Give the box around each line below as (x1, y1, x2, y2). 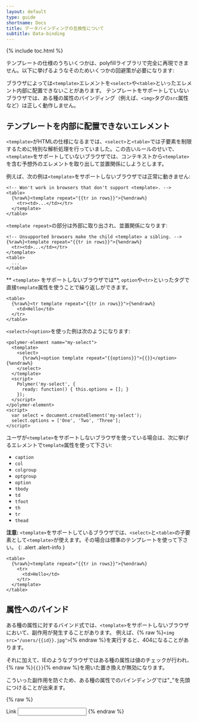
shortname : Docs (6, 20, 46, 26)
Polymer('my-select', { (17, 381, 76, 387)
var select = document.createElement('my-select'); (11, 412, 143, 418)
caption (14, 454, 34, 460)
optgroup (14, 473, 37, 479)
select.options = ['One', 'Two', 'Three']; (11, 417, 121, 423)
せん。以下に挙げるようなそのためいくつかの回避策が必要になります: (6, 67, 175, 74)
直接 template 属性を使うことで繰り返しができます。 (6, 283, 131, 290)
